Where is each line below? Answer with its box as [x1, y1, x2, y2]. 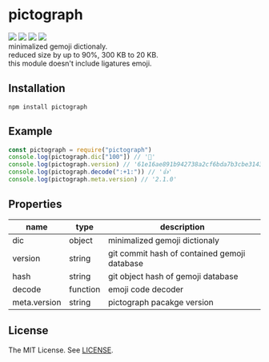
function [69, 284, 101, 295]
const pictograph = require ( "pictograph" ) [8, 145, 152, 153]
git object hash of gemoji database [107, 270, 239, 281]
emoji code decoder [107, 284, 184, 295]
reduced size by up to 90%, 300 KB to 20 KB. [8, 50, 159, 59]
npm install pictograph [8, 102, 88, 111]
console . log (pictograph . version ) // [8, 161, 130, 169]
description [159, 221, 206, 233]
